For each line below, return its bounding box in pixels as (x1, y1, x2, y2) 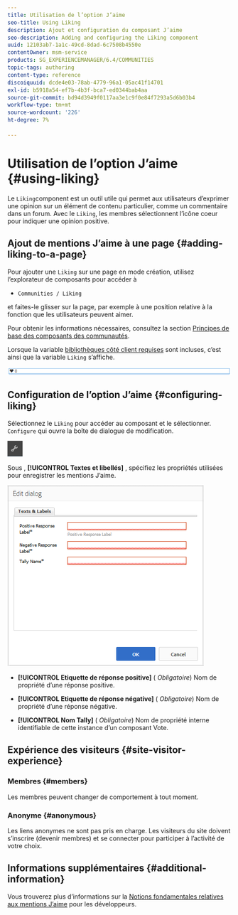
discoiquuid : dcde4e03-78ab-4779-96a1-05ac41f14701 (7, 79, 163, 86)
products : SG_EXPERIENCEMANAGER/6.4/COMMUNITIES (7, 57, 154, 64)
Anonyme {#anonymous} (7, 810, 97, 820)
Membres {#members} (7, 776, 88, 786)
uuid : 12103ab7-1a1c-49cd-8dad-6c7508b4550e (7, 41, 141, 49)
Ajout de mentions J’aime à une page (7, 237, 175, 250)
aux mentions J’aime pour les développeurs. (7, 899, 137, 908)
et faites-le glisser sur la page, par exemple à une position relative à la (7, 302, 213, 311)
